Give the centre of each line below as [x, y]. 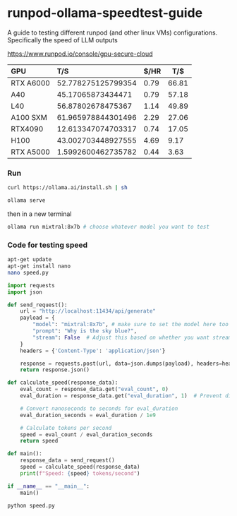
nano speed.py [28, 272]
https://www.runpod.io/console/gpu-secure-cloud [80, 54]
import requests [31, 285]
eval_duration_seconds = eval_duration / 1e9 [88, 415]
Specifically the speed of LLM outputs [62, 40]
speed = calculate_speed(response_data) [80, 467]
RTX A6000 [31, 83]
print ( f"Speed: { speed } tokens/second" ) [80, 473]
